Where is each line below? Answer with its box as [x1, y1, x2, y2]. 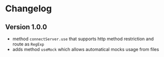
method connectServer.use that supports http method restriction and [12, 36, 154, 42]
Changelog [5, 3, 52, 14]
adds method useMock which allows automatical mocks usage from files [12, 47, 159, 52]
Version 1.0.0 [5, 23, 47, 31]
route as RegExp [12, 41, 44, 47]
